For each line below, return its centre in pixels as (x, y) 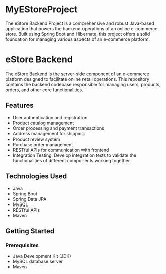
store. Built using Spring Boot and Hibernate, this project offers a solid (78, 34)
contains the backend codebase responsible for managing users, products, (83, 84)
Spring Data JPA (29, 199)
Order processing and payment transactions (58, 128)
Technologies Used (36, 177)
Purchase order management (43, 144)
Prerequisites (22, 245)
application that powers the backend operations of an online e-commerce (81, 28)
